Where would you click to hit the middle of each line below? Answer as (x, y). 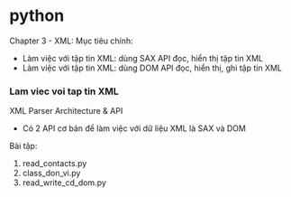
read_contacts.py (55, 164)
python (37, 16)
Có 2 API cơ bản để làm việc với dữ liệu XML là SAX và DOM (134, 128)
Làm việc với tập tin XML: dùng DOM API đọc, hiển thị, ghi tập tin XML (152, 68)
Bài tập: (23, 146)
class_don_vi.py (51, 174)
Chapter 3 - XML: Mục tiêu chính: (71, 41)
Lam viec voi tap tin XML (64, 91)
